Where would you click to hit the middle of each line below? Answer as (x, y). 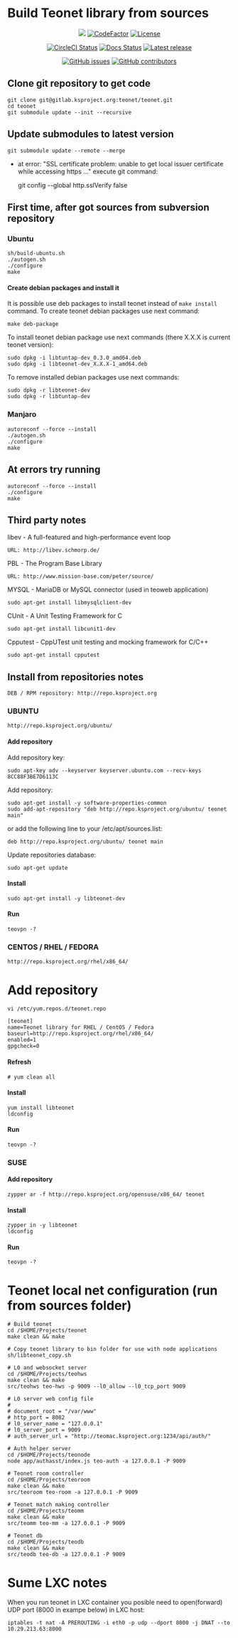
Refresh (20, 1061)
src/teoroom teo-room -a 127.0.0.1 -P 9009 (73, 1492)
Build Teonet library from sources (108, 13)
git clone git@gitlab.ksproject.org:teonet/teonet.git (90, 100)
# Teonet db (25, 1536)
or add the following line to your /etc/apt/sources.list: (85, 828)
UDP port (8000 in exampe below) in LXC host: (76, 1610)
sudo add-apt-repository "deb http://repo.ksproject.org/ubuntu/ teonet (117, 809)
